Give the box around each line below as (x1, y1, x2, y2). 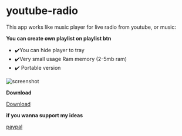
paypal (6, 123, 23, 130)
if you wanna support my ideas (6, 111, 83, 118)
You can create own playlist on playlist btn (6, 35, 112, 42)
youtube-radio (6, 4, 78, 18)
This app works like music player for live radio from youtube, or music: (6, 23, 177, 30)
